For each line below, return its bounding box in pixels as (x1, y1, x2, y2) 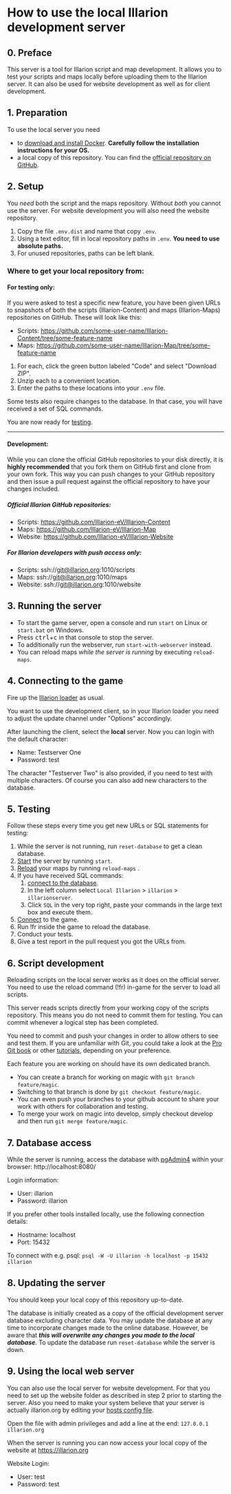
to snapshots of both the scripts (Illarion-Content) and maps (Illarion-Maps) (7, 305, 221, 314)
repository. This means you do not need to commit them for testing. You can (7, 1011, 223, 1019)
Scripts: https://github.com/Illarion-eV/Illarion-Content (16, 518, 170, 526)
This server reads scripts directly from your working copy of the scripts (7, 1004, 210, 1012)
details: (7, 1217, 28, 1225)
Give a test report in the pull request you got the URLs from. (16, 937, 187, 945)
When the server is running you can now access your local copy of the (7, 1438, 208, 1446)
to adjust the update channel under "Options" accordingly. (7, 714, 173, 722)
